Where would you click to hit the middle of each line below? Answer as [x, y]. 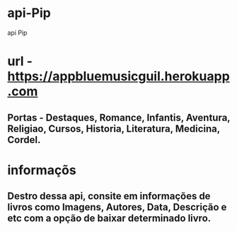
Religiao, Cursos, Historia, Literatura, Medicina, [114, 129]
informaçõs [42, 170]
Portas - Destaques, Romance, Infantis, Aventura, [119, 117]
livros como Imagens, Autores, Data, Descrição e [117, 207]
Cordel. [24, 140]
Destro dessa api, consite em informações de [109, 196]
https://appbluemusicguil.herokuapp [118, 77]
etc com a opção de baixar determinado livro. [109, 219]
